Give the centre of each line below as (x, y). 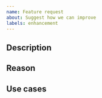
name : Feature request (35, 12)
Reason (21, 68)
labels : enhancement (32, 23)
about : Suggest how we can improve (51, 18)
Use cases (26, 89)
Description (29, 47)
